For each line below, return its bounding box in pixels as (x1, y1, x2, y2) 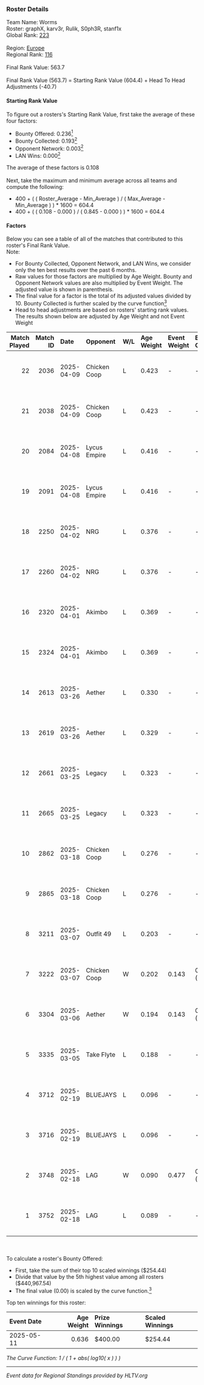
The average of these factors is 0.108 (6, 164, 100, 171)
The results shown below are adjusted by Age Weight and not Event (15, 312, 185, 320)
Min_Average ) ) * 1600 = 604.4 (15, 202, 94, 209)
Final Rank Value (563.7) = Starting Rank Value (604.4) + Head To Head (6, 77, 185, 84)
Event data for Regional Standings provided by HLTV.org (6, 1372, 148, 1379)
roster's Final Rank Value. (6, 242, 70, 249)
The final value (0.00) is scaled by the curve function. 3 (15, 1286, 152, 1295)
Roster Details (6, 5, 49, 13)
